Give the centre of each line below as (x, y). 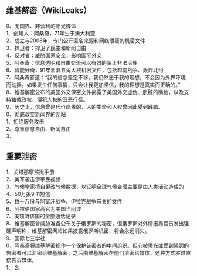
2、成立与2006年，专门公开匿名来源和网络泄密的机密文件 (76, 41)
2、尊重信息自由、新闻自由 (39, 129)
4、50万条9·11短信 (28, 194)
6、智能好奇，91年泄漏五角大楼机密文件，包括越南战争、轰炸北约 (85, 70)
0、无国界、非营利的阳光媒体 (41, 26)
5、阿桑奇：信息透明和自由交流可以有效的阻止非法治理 (72, 62)
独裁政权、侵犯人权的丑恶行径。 (50, 99)
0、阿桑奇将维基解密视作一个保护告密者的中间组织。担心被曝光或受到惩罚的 (98, 245)
